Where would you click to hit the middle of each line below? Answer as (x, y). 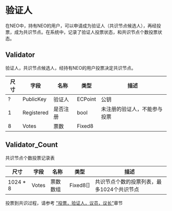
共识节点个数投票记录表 (30, 158)
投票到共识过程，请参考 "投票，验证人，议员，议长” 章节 (64, 203)
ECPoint (86, 99)
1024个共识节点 (120, 189)
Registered (35, 112)
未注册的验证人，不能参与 (132, 109)
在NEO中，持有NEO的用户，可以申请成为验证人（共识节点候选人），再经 (81, 26)
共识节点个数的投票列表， (126, 181)
